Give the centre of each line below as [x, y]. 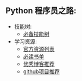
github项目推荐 [41, 71]
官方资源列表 [39, 49]
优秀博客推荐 [39, 64]
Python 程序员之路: [41, 11]
